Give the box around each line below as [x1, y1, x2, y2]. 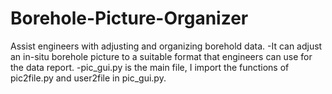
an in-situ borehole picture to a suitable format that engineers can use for [10, 50, 313, 62]
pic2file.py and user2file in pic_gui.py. [10, 72, 167, 84]
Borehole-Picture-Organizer [10, 7, 249, 30]
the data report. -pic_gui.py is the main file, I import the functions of [10, 61, 290, 73]
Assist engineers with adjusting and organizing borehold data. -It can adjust [10, 40, 323, 52]
